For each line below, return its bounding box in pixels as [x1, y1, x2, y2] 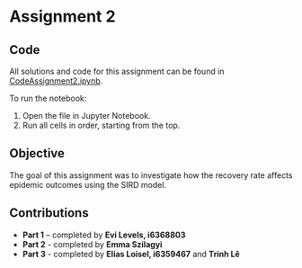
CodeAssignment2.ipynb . [9, 76, 103, 86]
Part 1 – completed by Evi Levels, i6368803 [22, 229, 186, 240]
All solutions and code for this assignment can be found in [9, 66, 225, 76]
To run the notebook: [9, 93, 87, 103]
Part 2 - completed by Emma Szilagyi [22, 238, 163, 249]
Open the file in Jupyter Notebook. [22, 111, 151, 121]
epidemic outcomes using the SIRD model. [9, 179, 167, 190]
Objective [9, 146, 66, 161]
